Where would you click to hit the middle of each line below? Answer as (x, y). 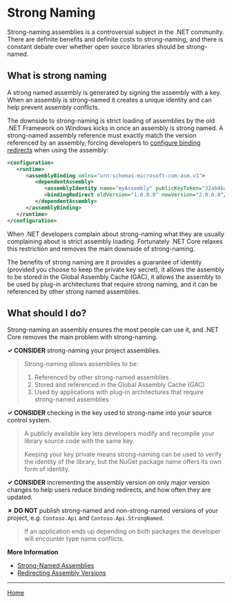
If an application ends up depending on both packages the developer (122, 532)
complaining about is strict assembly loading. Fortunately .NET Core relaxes (115, 241)
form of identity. (47, 469)
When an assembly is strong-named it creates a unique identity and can (109, 100)
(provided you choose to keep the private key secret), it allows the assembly (116, 269)
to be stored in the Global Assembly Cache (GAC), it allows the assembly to (114, 277)
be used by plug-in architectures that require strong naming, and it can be (112, 284)
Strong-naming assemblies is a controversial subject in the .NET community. (116, 32)
